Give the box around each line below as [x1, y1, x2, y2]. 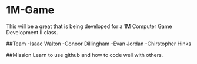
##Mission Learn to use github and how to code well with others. [6, 51, 163, 58]
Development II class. [6, 29, 58, 35]
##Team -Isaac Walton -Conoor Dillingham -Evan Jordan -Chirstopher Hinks [6, 40, 192, 47]
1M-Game [6, 3, 55, 17]
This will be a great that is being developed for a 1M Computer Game [6, 23, 172, 30]
